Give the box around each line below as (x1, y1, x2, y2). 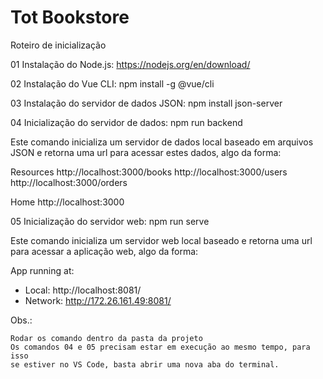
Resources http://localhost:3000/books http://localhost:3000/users (10, 166, 288, 178)
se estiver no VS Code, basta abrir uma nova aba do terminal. (10, 359, 280, 370)
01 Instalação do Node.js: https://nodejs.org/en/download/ (10, 58, 251, 70)
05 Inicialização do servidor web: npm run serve (10, 215, 210, 227)
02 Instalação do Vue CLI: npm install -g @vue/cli (10, 77, 215, 90)
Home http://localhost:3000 (10, 196, 125, 208)
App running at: (10, 264, 75, 276)
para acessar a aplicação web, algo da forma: (10, 245, 199, 257)
